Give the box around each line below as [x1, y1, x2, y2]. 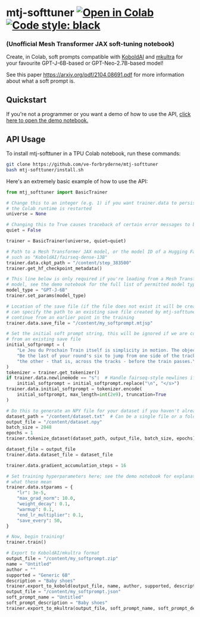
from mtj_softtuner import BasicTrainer [6, 189, 108, 195]
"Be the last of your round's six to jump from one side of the [17, 353, 180, 359]
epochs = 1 [6, 430, 33, 436]
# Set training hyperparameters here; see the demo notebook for [6, 473, 171, 479]
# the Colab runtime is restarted [6, 205, 92, 211]
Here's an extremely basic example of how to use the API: [6, 177, 148, 184]
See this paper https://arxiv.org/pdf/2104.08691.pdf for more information [6, 71, 185, 79]
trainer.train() [6, 539, 46, 546]
